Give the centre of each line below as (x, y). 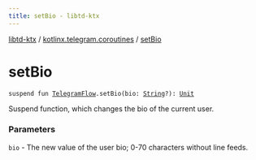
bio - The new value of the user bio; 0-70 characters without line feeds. (128, 147)
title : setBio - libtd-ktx (54, 16)
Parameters (32, 129)
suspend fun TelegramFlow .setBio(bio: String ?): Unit (102, 93)
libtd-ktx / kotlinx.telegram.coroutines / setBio (85, 39)
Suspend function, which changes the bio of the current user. (111, 108)
